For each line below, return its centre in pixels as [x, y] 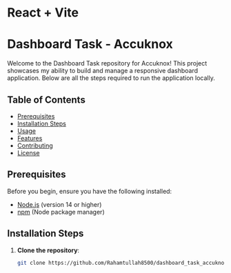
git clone [31, 263]
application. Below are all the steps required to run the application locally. [111, 78]
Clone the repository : [48, 250]
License [28, 152]
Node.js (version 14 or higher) [59, 204]
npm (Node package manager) [61, 212]
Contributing [35, 145]
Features [30, 138]
